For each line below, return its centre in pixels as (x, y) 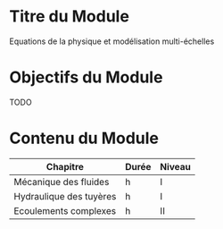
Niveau (176, 166)
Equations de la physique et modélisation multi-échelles (112, 41)
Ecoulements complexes (65, 210)
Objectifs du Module (86, 77)
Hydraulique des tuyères (65, 196)
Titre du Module (69, 17)
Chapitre (65, 166)
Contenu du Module (84, 138)
